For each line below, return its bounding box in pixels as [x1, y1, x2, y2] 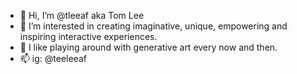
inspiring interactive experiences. [19, 31, 158, 42]
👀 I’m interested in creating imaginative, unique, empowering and [19, 20, 288, 32]
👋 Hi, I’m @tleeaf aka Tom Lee [19, 10, 145, 21]
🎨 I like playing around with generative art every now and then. [19, 41, 278, 53]
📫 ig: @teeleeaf [19, 53, 87, 64]
